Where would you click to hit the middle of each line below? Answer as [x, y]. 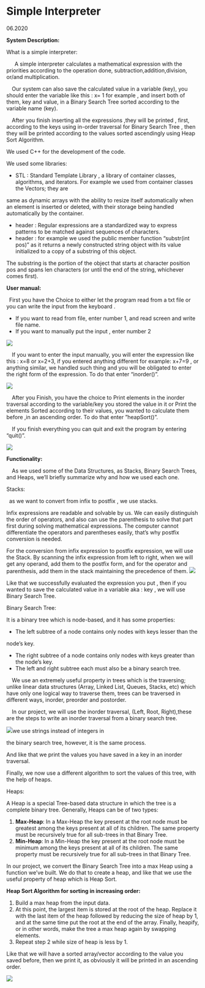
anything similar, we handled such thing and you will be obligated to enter [99, 367]
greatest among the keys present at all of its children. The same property [107, 828]
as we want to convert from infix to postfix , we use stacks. [83, 501]
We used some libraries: [37, 163]
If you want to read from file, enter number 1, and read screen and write [105, 318]
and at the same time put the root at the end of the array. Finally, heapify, [107, 922]
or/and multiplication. [33, 77]
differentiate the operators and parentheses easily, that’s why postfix [93, 532]
